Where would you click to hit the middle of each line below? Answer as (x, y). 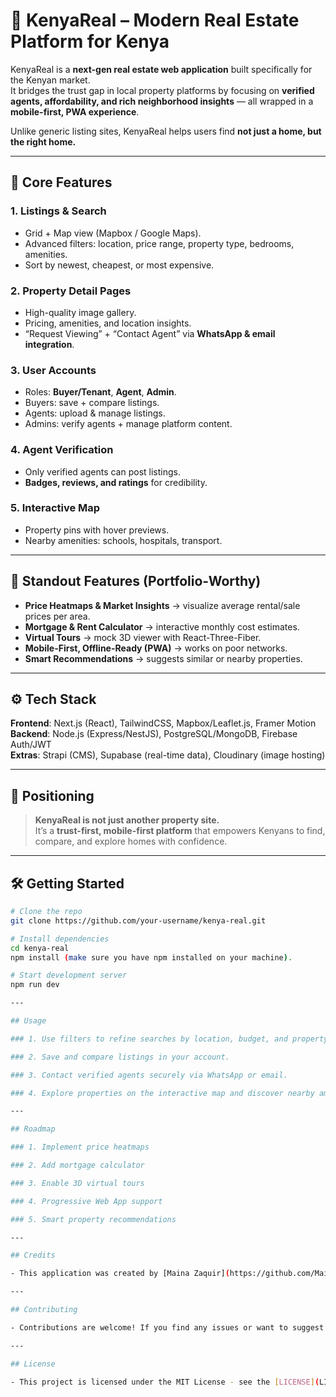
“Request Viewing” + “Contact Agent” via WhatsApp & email (150, 333)
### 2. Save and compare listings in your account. (120, 1057)
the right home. (43, 141)
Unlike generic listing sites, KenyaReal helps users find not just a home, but (166, 131)
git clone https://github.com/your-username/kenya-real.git (138, 920)
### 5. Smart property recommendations (93, 1219)
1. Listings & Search (58, 211)
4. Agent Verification (62, 450)
